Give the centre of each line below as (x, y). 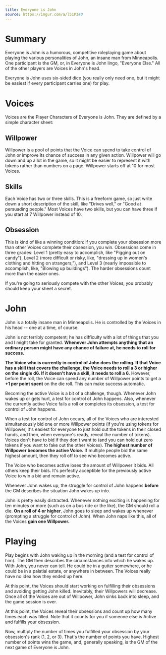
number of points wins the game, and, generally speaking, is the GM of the (81, 642)
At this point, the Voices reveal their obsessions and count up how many (79, 611)
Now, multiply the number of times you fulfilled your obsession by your (77, 631)
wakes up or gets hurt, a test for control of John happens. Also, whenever (81, 398)
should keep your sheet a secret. (39, 288)
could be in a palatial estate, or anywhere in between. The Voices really (78, 571)
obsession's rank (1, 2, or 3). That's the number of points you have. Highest (82, 637)
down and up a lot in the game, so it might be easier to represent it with (78, 161)
